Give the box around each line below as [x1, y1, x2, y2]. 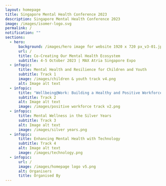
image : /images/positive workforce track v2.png [18, 104, 121, 109]
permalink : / [5, 26, 32, 31]
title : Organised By [18, 173, 61, 179]
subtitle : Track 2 [18, 95, 56, 100]
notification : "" [5, 30, 41, 35]
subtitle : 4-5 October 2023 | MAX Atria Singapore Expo [18, 58, 136, 63]
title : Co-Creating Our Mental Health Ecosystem [18, 53, 121, 59]
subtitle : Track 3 [18, 118, 56, 123]
